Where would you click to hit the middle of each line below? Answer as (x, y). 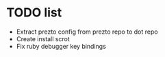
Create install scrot (43, 38)
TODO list (34, 13)
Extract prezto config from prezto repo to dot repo (87, 32)
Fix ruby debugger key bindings (61, 46)
